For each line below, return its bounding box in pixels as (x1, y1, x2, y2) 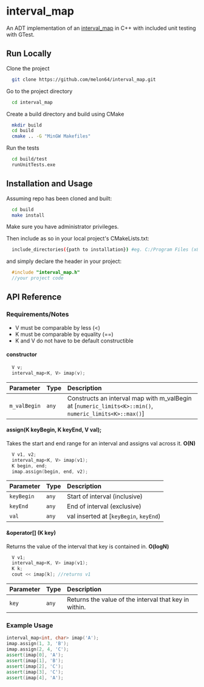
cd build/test (12, 156, 47, 162)
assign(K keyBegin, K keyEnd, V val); (6, 426, 102, 433)
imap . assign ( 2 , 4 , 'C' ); (6, 646, 69, 652)
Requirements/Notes (6, 310, 69, 319)
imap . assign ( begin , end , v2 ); (12, 469, 88, 475)
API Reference (6, 292, 62, 302)
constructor (6, 351, 38, 358)
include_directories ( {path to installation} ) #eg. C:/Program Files (12, 246, 189, 253)
